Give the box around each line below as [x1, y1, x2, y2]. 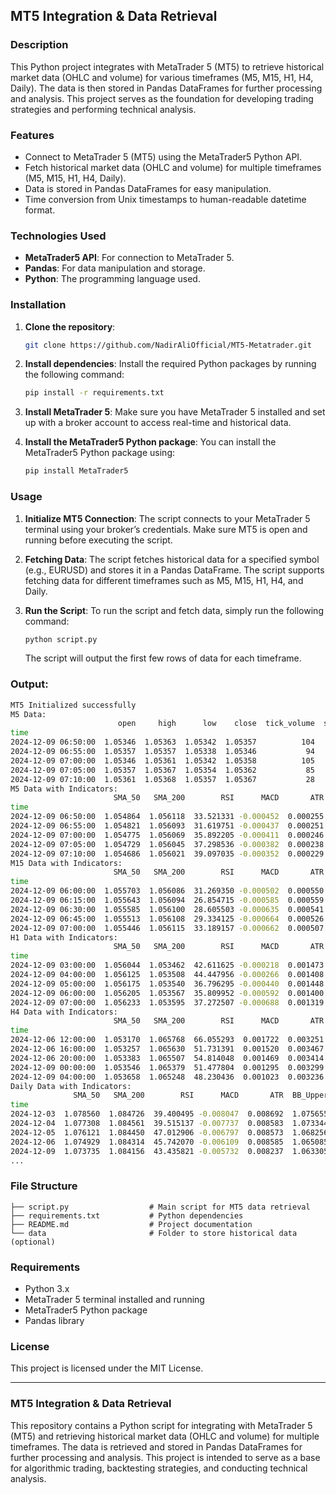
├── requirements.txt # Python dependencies [10, 1210, 244, 1221]
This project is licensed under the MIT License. [10, 1362, 204, 1374]
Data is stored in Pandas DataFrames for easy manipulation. [24, 182, 272, 194]
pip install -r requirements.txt [24, 388, 165, 398]
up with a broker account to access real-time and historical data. [24, 417, 292, 429]
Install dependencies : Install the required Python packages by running [24, 358, 317, 370]
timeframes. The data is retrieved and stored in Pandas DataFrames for [10, 1440, 303, 1453]
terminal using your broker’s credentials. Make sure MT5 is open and [24, 523, 308, 535]
